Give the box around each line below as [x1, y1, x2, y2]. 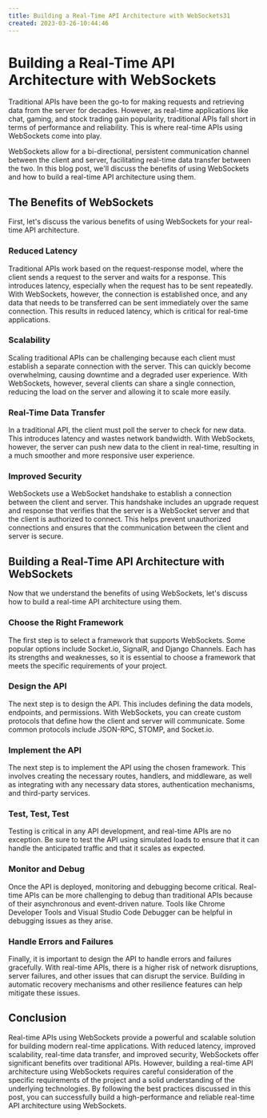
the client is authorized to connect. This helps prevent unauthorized [8, 515, 232, 524]
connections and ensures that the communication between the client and [8, 523, 249, 533]
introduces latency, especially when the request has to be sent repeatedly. [8, 281, 253, 290]
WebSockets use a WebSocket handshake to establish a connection [8, 489, 232, 498]
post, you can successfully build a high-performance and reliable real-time [8, 1092, 255, 1102]
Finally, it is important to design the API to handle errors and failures [8, 955, 232, 964]
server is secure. [8, 531, 64, 541]
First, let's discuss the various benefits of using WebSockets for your [8, 217, 236, 227]
